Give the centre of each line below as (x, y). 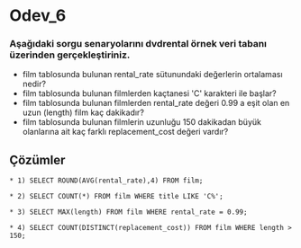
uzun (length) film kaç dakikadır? (83, 112)
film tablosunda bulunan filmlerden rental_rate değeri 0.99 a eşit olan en (156, 103)
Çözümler (37, 159)
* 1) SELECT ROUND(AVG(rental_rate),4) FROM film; (106, 181)
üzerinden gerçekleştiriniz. (70, 55)
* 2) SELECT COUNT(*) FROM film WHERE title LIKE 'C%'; (116, 197)
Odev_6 (38, 16)
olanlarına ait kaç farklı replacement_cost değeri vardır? (125, 132)
